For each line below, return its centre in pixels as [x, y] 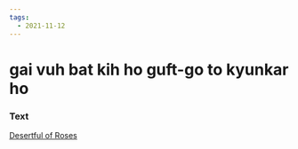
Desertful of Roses [43, 135]
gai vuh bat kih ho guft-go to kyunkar [149, 70]
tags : [19, 17]
